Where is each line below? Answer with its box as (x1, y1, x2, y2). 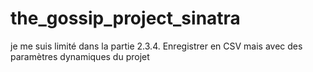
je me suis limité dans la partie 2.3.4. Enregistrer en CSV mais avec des (10, 40, 303, 52)
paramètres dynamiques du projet (10, 50, 150, 62)
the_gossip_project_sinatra (10, 7, 241, 30)
